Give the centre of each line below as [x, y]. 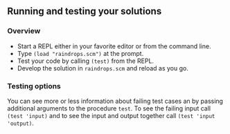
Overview [24, 31]
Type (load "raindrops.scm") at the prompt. [80, 53]
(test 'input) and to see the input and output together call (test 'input [111, 115]
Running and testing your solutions [85, 11]
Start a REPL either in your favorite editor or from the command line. [114, 46]
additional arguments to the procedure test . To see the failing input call [109, 108]
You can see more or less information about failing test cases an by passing [115, 101]
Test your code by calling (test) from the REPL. [86, 61]
